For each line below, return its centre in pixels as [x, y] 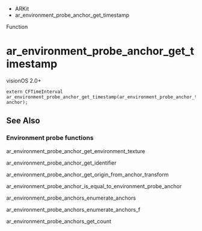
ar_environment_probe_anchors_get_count [59, 221]
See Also [23, 121]
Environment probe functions [50, 138]
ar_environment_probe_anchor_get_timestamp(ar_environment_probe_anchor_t [102, 97]
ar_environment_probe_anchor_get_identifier [61, 163]
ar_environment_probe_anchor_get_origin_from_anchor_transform [87, 174]
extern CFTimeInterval [35, 92]
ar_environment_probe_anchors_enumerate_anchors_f [73, 209]
